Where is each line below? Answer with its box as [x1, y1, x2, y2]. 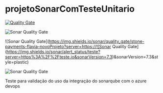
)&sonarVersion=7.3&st [112, 54, 158, 59]
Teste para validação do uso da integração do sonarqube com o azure [5, 78, 147, 84]
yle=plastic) [5, 59, 29, 65]
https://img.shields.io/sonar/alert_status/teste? [6, 49, 100, 55]
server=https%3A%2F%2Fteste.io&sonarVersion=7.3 [5, 54, 113, 59]
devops [5, 83, 21, 89]
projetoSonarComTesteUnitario [5, 3, 135, 15]
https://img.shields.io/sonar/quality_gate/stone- [48, 38, 144, 44]
